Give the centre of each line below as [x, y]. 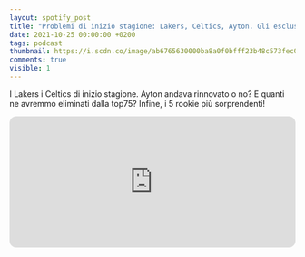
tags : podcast [36, 43]
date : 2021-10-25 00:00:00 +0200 [73, 34]
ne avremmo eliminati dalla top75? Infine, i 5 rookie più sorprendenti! [138, 103]
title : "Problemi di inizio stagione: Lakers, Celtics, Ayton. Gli [140, 26]
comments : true [38, 60]
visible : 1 [30, 69]
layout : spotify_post [50, 18]
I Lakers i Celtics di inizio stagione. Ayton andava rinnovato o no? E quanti [147, 94]
